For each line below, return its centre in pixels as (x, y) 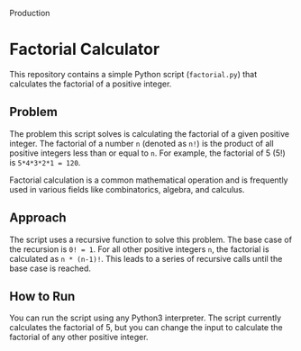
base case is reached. (50, 268)
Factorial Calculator (85, 49)
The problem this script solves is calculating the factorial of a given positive (150, 133)
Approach (38, 218)
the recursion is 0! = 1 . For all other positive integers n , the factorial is (139, 249)
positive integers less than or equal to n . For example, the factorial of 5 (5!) (147, 153)
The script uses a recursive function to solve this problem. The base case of (151, 239)
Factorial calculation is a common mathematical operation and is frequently (149, 180)
